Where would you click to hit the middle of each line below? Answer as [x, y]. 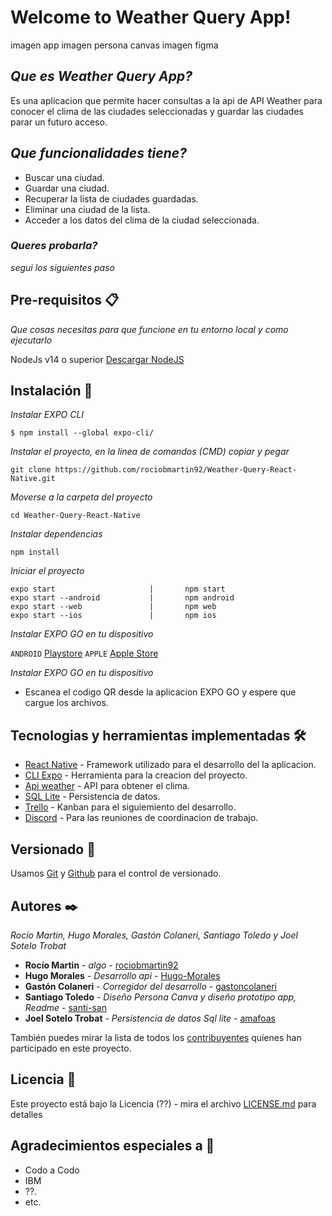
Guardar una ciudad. [67, 188]
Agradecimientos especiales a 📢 [112, 1146]
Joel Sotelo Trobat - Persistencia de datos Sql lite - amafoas [150, 1018]
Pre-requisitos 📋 [65, 300]
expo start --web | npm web [113, 607]
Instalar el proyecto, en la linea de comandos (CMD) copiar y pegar [150, 452]
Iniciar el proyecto [47, 571]
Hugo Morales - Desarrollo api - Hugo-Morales [122, 975]
